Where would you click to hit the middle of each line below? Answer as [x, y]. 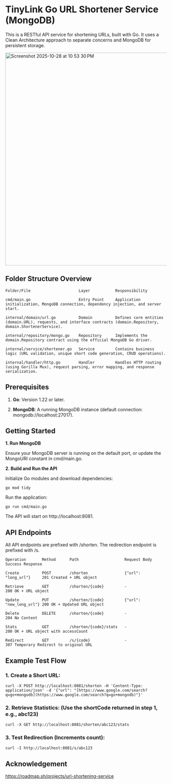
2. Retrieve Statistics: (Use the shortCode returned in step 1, [81, 708]
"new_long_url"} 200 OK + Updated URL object [55, 605]
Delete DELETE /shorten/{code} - [66, 614]
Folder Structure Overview [49, 279]
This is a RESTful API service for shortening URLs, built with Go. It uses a [82, 34]
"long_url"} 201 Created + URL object [51, 578]
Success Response [24, 564]
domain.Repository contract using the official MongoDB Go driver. [79, 340]
